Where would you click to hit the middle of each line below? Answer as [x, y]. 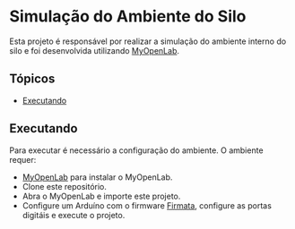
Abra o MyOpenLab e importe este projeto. [101, 196]
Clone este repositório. [65, 186]
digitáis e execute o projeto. [74, 215]
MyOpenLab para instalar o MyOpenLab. [97, 177]
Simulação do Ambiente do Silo [128, 17]
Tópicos [32, 79]
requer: [23, 159]
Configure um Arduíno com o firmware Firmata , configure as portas [147, 205]
